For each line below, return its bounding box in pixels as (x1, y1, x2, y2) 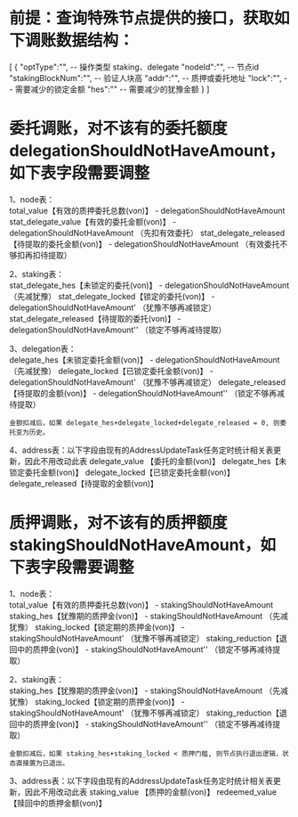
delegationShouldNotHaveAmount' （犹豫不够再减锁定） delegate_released (9, 376, 286, 388)
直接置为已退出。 (15, 758, 69, 767)
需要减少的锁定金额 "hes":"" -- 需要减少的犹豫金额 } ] (14, 84, 210, 94)
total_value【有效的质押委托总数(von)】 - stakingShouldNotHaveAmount (9, 599, 274, 610)
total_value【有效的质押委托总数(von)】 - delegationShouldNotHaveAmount (9, 205, 286, 216)
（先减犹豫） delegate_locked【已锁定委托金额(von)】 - (9, 365, 213, 376)
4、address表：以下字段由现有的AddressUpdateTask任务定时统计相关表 (9, 445, 274, 455)
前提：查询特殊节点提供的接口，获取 (9, 8, 275, 29)
